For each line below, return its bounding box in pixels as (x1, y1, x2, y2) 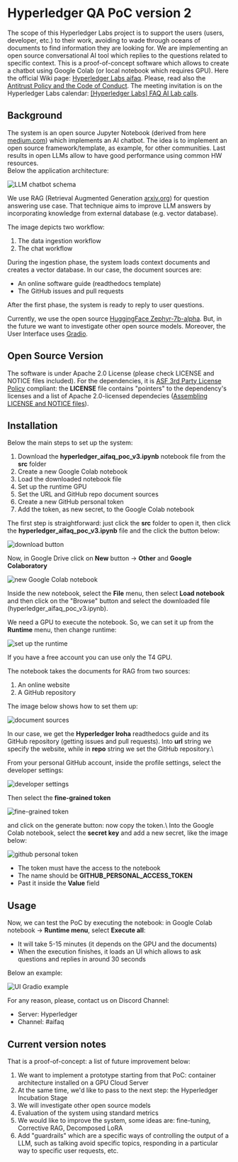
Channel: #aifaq (17, 1018, 64, 1026)
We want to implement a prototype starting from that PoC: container (17, 1071, 216, 1079)
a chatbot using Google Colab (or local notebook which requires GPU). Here (7, 66, 229, 75)
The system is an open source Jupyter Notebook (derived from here (7, 128, 207, 137)
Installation (7, 420, 58, 432)
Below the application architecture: (7, 166, 109, 175)
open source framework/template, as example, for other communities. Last (7, 144, 226, 152)
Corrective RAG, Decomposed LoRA (17, 1124, 123, 1132)
